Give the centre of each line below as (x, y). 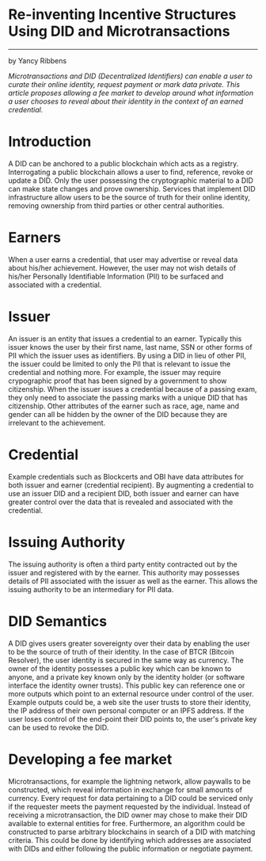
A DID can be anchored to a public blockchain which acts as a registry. (123, 163)
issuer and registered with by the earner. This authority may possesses (124, 572)
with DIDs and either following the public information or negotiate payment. (131, 848)
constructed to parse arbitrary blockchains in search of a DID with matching (132, 832)
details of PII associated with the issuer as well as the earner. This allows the (133, 581)
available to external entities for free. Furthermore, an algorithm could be (127, 823)
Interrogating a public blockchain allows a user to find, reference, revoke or (131, 172)
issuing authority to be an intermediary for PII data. (91, 589)
